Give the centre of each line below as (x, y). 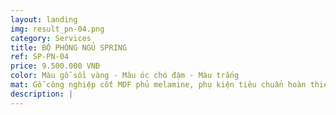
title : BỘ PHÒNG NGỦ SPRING (69, 47)
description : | (42, 94)
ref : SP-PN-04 (40, 57)
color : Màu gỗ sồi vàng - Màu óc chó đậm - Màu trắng (125, 76)
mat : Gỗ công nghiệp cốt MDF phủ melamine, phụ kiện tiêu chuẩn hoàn (158, 85)
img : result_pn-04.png (57, 29)
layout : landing (44, 19)
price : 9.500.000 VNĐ (55, 66)
